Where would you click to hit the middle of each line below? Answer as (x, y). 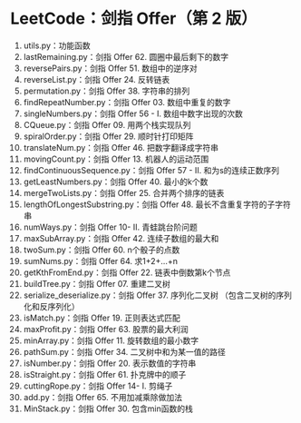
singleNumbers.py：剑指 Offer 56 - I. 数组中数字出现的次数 (133, 113)
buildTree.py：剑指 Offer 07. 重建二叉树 (97, 283)
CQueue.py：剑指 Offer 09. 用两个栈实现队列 (107, 124)
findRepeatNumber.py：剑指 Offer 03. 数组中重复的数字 (127, 102)
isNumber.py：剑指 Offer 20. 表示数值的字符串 (110, 363)
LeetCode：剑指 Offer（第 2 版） (134, 19)
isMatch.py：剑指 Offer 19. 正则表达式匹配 (102, 318)
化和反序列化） (51, 306)
